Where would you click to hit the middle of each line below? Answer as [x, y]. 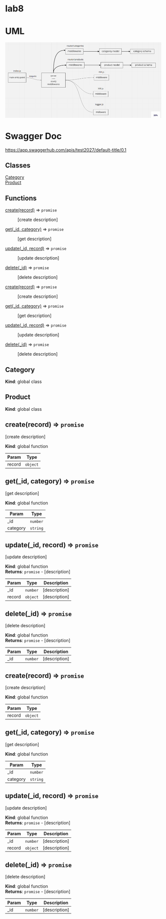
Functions [21, 198]
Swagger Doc [33, 136]
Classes [18, 166]
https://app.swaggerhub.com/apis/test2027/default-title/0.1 [66, 150]
